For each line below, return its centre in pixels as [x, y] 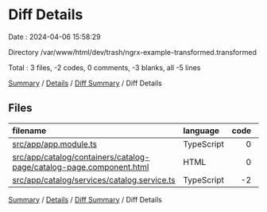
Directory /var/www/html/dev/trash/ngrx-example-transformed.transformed [132, 52]
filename [29, 131]
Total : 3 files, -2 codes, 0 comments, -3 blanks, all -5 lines [104, 67]
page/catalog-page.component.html [81, 167]
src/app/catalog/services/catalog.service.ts [94, 179]
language [201, 131]
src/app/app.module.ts [55, 143]
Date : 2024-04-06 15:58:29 [54, 37]
